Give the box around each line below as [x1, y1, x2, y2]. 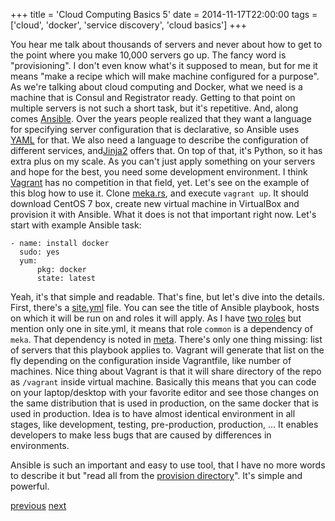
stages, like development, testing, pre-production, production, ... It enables [10, 419, 319, 430]
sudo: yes [19, 247, 60, 257]
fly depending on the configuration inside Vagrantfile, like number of [10, 355, 292, 366]
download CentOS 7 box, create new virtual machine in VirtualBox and [10, 198, 300, 209]
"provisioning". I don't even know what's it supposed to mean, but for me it [10, 60, 318, 71]
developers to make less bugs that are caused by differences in [10, 429, 272, 441]
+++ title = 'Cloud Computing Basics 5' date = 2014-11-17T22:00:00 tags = [10, 9, 318, 20]
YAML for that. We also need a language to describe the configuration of [10, 134, 309, 146]
